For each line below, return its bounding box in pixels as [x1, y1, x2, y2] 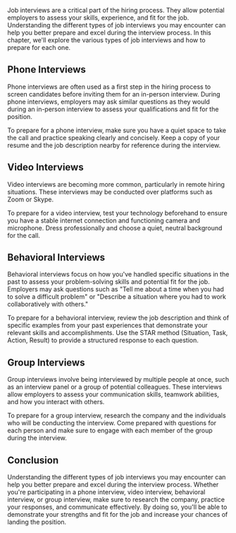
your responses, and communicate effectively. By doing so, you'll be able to [7, 503, 228, 511]
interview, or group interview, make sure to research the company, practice [7, 496, 225, 504]
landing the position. [7, 518, 67, 527]
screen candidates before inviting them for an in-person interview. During [7, 89, 221, 98]
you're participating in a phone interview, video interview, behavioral [7, 488, 206, 496]
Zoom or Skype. [7, 195, 54, 203]
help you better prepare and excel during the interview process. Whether [7, 480, 219, 489]
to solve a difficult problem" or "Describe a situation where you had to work [7, 292, 227, 301]
